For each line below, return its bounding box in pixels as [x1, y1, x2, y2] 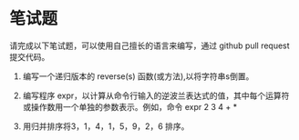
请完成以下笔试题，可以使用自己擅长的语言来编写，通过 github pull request [9, 40, 290, 51]
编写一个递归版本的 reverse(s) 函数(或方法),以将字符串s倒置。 [22, 70, 254, 82]
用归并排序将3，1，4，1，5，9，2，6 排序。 [22, 120, 190, 132]
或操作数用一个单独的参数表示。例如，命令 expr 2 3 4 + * [22, 101, 238, 112]
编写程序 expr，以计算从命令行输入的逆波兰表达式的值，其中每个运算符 [22, 90, 290, 101]
